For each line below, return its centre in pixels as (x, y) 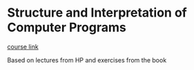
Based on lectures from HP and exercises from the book (87, 60)
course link (23, 46)
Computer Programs (67, 27)
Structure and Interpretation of (97, 13)
